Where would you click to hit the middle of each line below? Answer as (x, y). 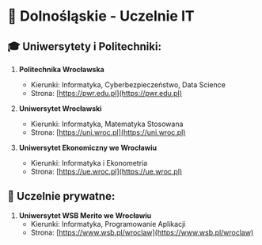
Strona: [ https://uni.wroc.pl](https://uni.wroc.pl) (108, 132)
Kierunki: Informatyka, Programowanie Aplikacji (108, 224)
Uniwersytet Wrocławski (60, 109)
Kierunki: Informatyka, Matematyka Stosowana (107, 124)
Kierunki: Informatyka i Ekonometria (89, 163)
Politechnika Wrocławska (61, 69)
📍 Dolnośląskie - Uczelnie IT (101, 16)
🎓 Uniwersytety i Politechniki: (84, 46)
